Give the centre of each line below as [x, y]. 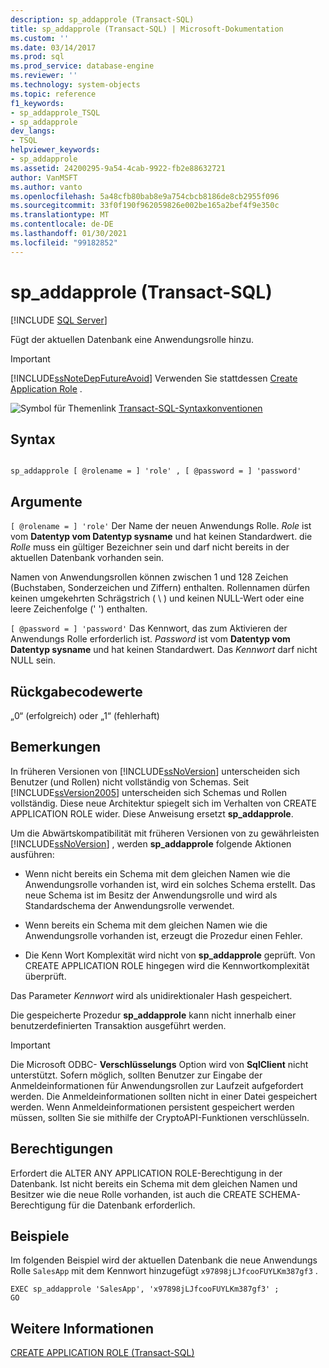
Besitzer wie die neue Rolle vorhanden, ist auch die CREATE [133, 1194]
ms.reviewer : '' [44, 76]
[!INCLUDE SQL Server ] [59, 320]
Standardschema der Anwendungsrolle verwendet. [129, 905]
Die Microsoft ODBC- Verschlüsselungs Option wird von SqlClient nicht [159, 1064]
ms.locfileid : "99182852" [64, 242]
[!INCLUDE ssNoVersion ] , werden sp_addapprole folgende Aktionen [151, 843]
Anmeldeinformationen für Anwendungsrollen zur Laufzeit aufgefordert [157, 1085]
